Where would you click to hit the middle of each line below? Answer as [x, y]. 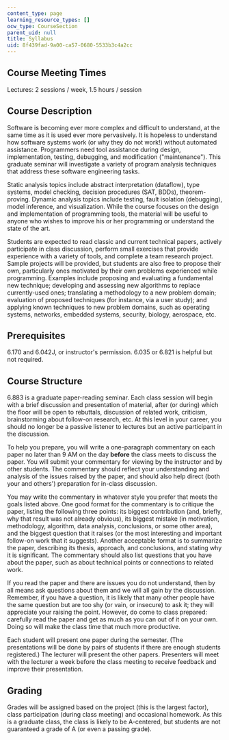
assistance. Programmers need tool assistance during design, [94, 149]
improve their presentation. [45, 669]
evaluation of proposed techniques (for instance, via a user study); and [107, 299]
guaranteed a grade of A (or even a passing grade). [79, 729]
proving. [19, 199]
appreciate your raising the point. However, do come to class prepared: [107, 612]
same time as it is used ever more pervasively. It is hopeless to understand [112, 135]
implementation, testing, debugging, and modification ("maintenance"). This [114, 157]
